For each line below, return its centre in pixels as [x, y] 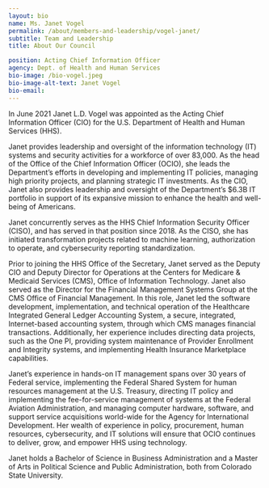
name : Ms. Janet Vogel [46, 23]
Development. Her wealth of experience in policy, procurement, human [126, 425]
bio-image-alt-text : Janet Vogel [65, 83]
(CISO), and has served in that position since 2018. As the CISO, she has [128, 230]
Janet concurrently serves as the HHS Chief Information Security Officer [129, 222]
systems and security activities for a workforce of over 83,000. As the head [134, 155]
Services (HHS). [35, 131]
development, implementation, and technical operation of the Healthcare [129, 306]
